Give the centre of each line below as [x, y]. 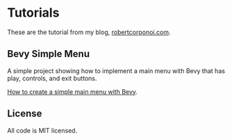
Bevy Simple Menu [49, 54]
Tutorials [33, 13]
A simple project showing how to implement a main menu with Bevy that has [116, 70]
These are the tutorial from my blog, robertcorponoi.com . [89, 32]
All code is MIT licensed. [42, 130]
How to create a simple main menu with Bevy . [72, 91]
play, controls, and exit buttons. [52, 78]
